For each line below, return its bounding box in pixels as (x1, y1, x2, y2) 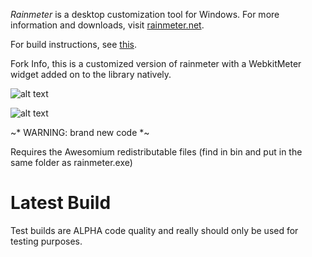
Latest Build (10, 192, 112, 214)
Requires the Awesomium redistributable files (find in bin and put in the (10, 146, 303, 158)
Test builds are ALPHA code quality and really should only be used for (10, 224, 299, 236)
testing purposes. (10, 235, 83, 247)
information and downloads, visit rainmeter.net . (10, 19, 205, 31)
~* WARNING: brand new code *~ (10, 127, 150, 138)
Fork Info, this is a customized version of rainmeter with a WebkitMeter (10, 58, 302, 69)
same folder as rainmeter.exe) (10, 157, 133, 168)
